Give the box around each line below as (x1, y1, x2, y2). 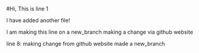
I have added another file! (6, 17, 70, 23)
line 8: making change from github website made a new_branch (6, 40, 165, 47)
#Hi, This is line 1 (6, 5, 49, 12)
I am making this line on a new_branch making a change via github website (6, 28, 194, 36)
